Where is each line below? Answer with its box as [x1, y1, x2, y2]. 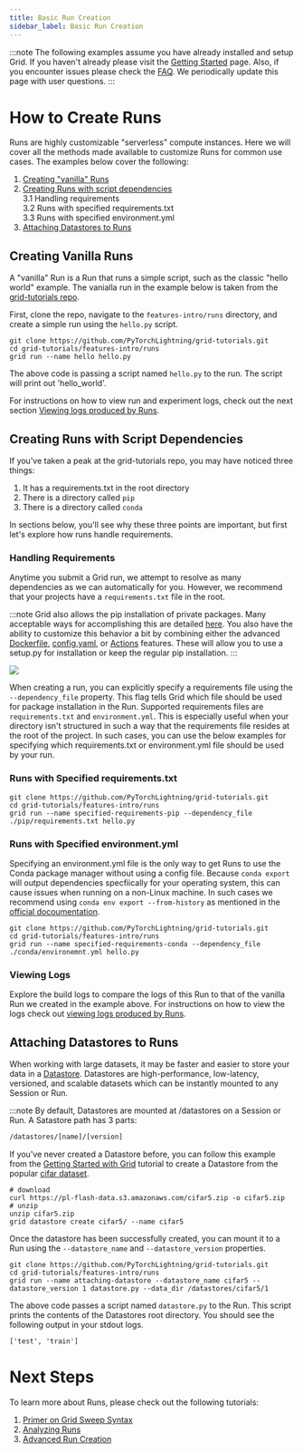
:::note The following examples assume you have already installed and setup [9, 46, 294, 57]
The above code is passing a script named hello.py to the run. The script [9, 368, 283, 379]
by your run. [9, 750, 55, 760]
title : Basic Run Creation [9, 13, 111, 23]
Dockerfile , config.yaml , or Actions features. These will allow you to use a [9, 638, 283, 649]
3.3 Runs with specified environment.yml [22, 212, 175, 223]
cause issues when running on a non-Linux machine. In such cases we [9, 886, 273, 897]
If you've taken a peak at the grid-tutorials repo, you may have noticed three [9, 455, 294, 467]
